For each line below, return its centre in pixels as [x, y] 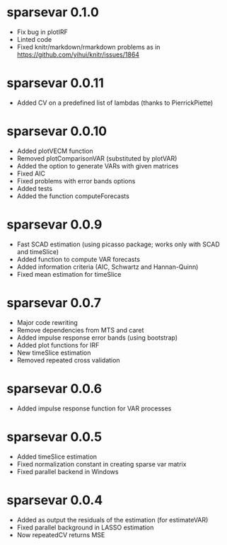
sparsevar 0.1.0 [53, 12]
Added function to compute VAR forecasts [78, 259]
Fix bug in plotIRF [42, 32]
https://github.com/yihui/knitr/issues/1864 [78, 54]
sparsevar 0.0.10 [57, 131]
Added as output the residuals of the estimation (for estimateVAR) [112, 520]
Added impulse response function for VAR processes [94, 408]
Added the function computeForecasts [73, 196]
